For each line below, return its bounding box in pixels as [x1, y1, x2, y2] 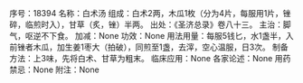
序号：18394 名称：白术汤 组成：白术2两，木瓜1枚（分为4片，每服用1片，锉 [9, 8, 291, 18]
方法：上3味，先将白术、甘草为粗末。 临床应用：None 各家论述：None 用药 [9, 53, 291, 63]
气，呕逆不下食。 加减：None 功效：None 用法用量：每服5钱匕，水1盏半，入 [9, 31, 294, 41]
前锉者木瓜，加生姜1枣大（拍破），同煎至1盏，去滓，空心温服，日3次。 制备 [9, 41, 289, 52]
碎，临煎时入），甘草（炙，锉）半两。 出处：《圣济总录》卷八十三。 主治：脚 [9, 19, 291, 30]
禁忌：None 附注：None [9, 64, 99, 75]
